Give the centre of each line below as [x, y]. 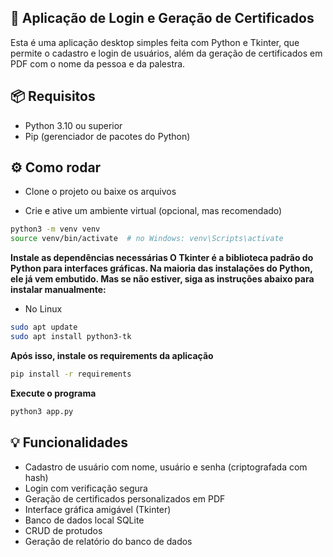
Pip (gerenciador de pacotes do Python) [107, 136]
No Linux [43, 309]
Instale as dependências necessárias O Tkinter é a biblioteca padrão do [162, 258]
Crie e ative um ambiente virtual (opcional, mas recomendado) [153, 211]
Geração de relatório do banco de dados [108, 541]
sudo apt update [44, 327]
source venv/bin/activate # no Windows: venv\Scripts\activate [147, 239]
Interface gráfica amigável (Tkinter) [98, 509]
